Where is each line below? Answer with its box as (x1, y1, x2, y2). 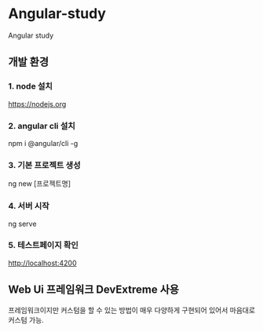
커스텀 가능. (8, 315, 45, 324)
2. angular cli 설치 (8, 120, 76, 131)
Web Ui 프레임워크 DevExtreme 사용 (8, 283, 179, 297)
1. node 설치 (8, 81, 53, 92)
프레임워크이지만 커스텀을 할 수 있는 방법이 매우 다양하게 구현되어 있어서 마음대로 (8, 305, 256, 315)
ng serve (8, 219, 37, 228)
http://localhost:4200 (8, 258, 77, 268)
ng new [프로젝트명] (8, 179, 71, 188)
